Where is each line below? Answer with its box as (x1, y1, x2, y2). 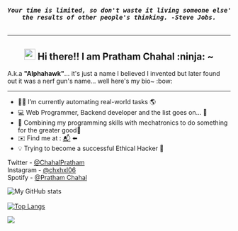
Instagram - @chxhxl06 (7, 166, 76, 174)
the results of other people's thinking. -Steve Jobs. (21, 13, 217, 21)
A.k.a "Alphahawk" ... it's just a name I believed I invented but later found (7, 69, 221, 78)
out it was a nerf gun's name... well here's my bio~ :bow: (7, 77, 173, 86)
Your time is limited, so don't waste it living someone (7, 6, 210, 14)
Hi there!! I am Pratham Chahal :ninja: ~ (38, 50, 214, 62)
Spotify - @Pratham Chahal (7, 174, 87, 182)
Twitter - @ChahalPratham (7, 158, 85, 167)
